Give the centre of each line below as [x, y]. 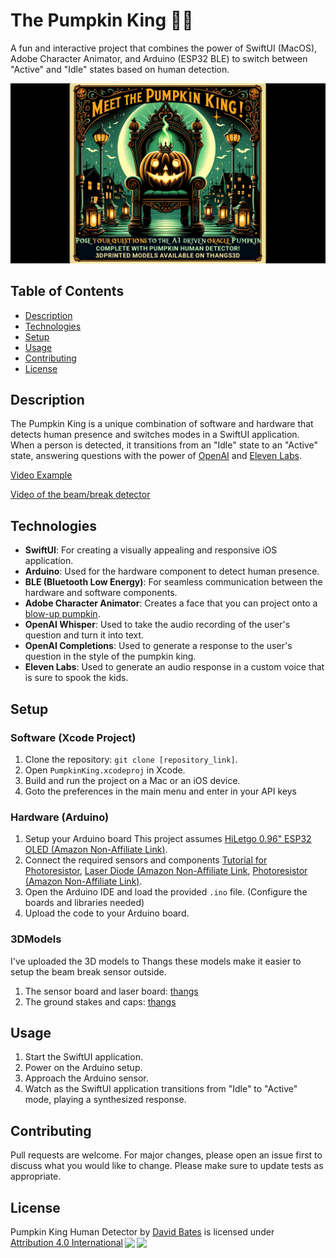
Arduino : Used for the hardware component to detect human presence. [172, 571]
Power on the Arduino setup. [83, 1068]
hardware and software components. [101, 593]
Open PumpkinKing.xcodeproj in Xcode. [105, 770]
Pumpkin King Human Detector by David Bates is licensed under [142, 1232]
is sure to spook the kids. [76, 678]
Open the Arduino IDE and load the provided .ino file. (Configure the [166, 892]
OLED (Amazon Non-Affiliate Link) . [96, 850]
